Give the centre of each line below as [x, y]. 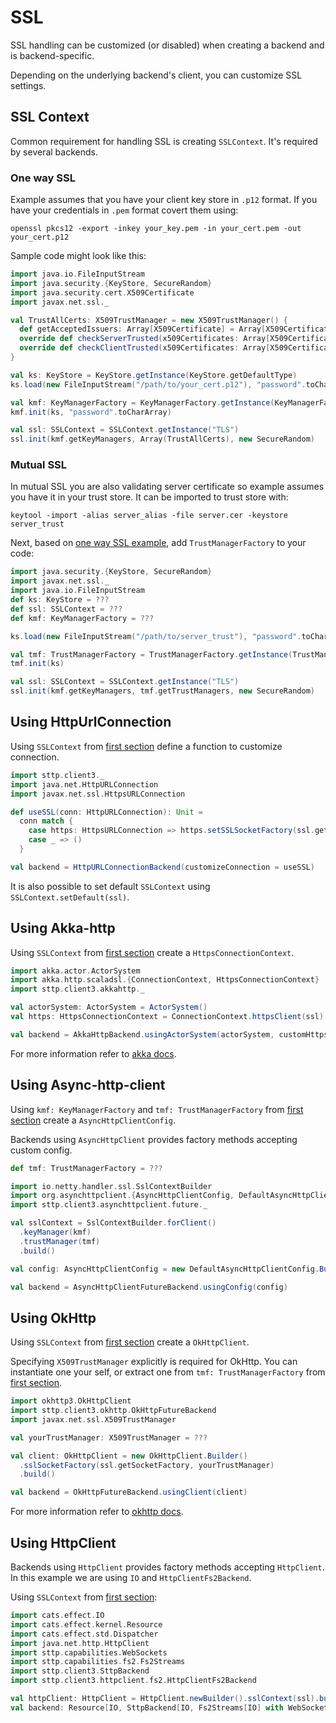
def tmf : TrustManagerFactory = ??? [86, 1168]
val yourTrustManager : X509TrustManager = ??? [109, 1437]
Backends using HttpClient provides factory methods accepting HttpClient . [167, 1567]
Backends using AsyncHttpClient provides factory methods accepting [154, 1139]
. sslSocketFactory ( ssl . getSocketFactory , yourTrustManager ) [147, 1465]
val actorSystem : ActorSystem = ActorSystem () [109, 1007]
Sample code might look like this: [78, 256]
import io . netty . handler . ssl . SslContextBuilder [111, 1186]
